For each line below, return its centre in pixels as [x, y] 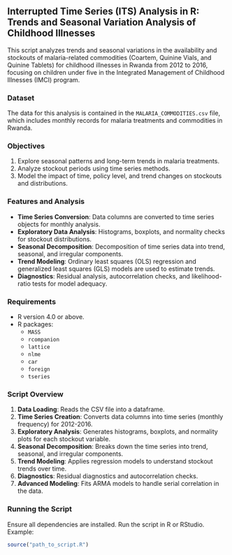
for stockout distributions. [55, 239]
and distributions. [43, 184]
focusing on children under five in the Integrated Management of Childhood [116, 72]
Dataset [21, 98]
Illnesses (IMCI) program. [44, 80]
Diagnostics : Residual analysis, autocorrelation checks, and [104, 276]
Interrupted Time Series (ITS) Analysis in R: [103, 12]
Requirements [32, 302]
